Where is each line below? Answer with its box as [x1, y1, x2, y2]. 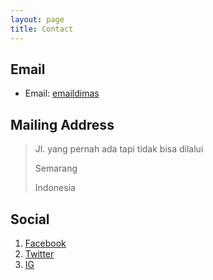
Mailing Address [10, 116, 115, 133]
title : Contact [10, 24, 74, 34]
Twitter [24, 247, 55, 260]
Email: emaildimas [24, 87, 100, 100]
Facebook [24, 237, 67, 249]
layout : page [10, 14, 65, 25]
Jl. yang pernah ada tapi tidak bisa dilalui [34, 143, 204, 155]
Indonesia [34, 182, 76, 194]
